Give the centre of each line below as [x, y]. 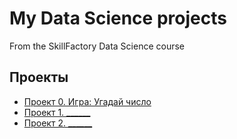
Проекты [39, 77]
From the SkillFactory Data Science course [97, 46]
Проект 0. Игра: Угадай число [87, 101]
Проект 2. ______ [58, 123]
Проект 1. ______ [57, 112]
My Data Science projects [118, 18]
